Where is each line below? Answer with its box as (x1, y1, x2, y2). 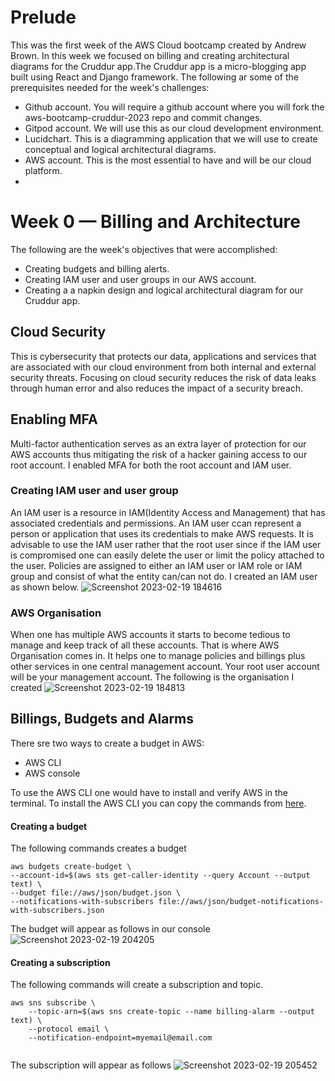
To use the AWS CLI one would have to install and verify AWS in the (10, 786, 289, 798)
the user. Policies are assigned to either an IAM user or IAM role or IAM (10, 559, 303, 571)
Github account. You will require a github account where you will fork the (24, 101, 325, 113)
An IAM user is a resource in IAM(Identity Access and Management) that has (10, 506, 326, 518)
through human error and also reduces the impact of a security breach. (10, 382, 304, 394)
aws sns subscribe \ (10, 998, 97, 1008)
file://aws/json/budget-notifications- (158, 897, 325, 907)
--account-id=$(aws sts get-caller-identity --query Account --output (10, 871, 311, 881)
